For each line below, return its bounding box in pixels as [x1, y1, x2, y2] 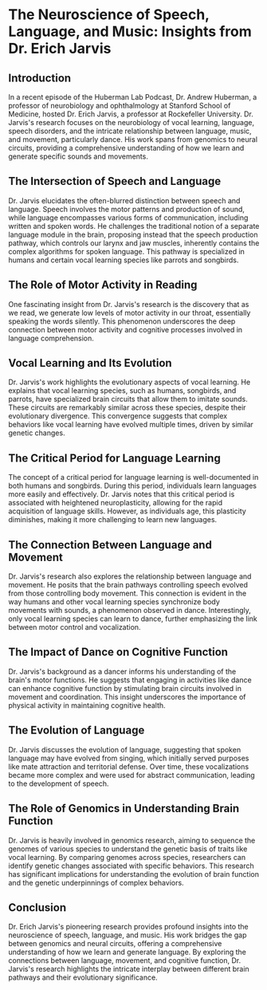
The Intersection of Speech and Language [8, 175, 222, 188]
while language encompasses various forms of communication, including [8, 213, 249, 222]
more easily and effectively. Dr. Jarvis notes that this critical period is [8, 489, 235, 499]
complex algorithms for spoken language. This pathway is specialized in [8, 246, 245, 256]
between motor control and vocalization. [8, 623, 141, 632]
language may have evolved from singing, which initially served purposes [8, 753, 249, 763]
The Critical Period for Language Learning [8, 451, 221, 465]
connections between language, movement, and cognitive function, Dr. [8, 956, 241, 965]
